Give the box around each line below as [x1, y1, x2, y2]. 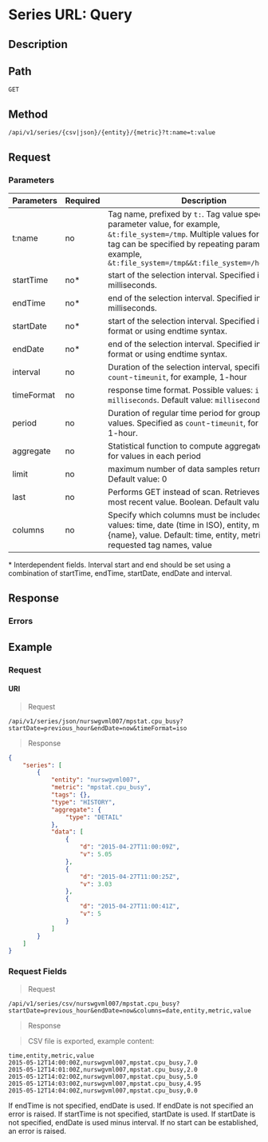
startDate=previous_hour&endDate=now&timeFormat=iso [8, 724, 187, 733]
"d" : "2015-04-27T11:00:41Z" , [79, 902, 180, 911]
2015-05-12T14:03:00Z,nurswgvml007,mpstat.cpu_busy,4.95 [8, 1080, 202, 1088]
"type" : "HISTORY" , [50, 798, 116, 806]
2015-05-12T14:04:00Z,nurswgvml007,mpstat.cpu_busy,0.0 [8, 1086, 198, 1095]
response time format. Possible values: [107, 384, 254, 395]
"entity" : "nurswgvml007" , [50, 776, 141, 785]
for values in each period [107, 450, 202, 461]
